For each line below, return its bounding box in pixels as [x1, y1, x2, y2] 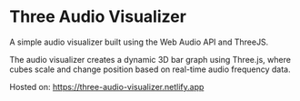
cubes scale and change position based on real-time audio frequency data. [9, 64, 291, 75]
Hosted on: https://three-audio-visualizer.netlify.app [9, 81, 205, 92]
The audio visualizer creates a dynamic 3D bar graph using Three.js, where [9, 54, 291, 65]
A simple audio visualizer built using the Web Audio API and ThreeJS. [9, 36, 269, 47]
